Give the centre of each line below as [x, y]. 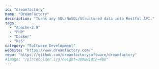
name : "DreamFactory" [27, 14]
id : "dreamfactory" [25, 9]
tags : [11, 23]
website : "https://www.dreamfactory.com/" [49, 50]
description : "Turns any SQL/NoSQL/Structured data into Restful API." [80, 18]
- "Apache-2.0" [25, 28]
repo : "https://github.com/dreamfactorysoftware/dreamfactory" [71, 55]
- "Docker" [21, 37]
